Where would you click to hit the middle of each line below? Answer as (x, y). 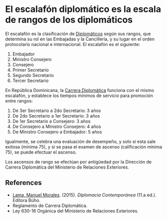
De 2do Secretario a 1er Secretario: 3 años (56, 115)
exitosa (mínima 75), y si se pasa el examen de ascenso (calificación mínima (84, 146)
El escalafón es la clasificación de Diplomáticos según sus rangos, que (78, 33)
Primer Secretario (30, 70)
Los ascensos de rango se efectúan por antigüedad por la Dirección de (78, 161)
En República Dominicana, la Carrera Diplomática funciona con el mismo (79, 90)
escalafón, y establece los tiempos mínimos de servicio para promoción (79, 95)
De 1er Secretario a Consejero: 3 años (51, 121)
